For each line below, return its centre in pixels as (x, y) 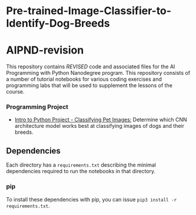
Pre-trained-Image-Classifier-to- (89, 11)
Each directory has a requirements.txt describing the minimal (81, 165)
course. (15, 92)
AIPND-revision (45, 50)
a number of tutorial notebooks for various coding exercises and (84, 79)
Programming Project (37, 107)
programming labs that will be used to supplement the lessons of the (89, 85)
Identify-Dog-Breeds (58, 23)
